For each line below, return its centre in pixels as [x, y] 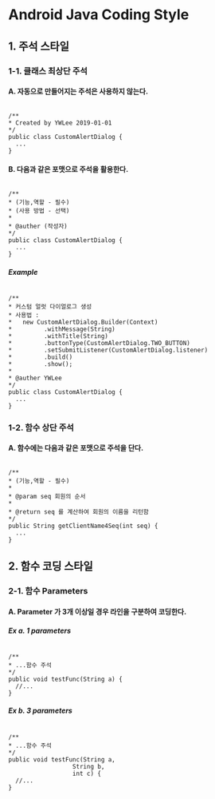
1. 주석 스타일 [39, 46]
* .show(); [41, 364]
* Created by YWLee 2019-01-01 [60, 123]
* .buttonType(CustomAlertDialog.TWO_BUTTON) [100, 343]
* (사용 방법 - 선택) [39, 211]
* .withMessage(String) [62, 329]
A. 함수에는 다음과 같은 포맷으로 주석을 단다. [76, 448]
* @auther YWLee [35, 378]
